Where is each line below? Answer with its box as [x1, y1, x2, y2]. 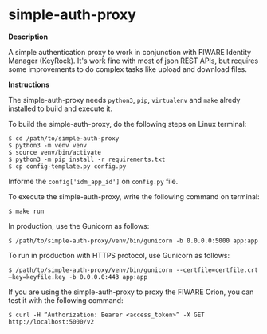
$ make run [8, 207, 45, 215]
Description [8, 32, 49, 41]
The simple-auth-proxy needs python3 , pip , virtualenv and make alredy [8, 95, 241, 104]
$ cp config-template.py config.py [8, 162, 127, 171]
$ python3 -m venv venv [8, 141, 88, 149]
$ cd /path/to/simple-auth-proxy [8, 134, 120, 143]
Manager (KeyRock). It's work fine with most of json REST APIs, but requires [8, 56, 259, 65]
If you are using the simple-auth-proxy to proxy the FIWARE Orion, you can [8, 287, 254, 297]
